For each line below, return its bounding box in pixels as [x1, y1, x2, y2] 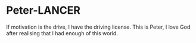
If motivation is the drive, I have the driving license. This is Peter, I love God [6, 23, 191, 30]
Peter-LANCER [6, 4, 80, 17]
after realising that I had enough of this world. [6, 29, 118, 36]
